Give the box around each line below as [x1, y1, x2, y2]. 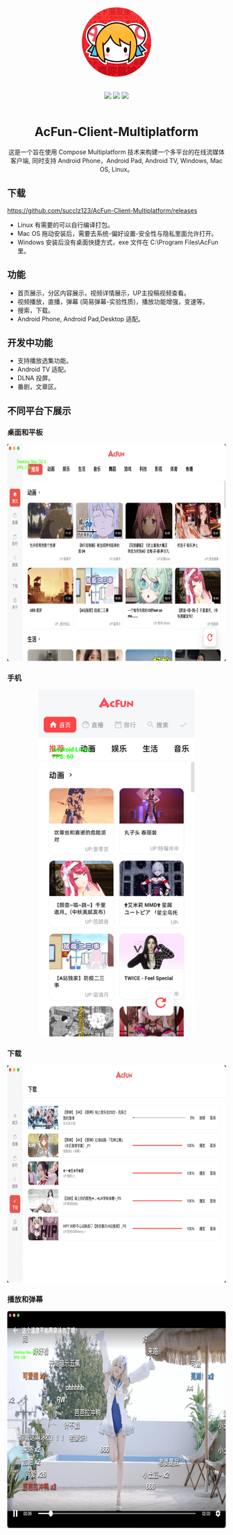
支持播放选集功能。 [17, 357, 73, 365]
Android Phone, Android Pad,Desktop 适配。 [17, 314, 144, 323]
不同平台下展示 [7, 405, 71, 416]
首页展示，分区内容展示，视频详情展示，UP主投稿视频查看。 [17, 289, 191, 297]
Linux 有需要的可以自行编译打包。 [17, 221, 114, 229]
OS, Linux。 [99, 165, 134, 173]
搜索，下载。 [17, 306, 54, 314]
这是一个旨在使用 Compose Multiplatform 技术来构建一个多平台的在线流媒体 [8, 148, 225, 156]
